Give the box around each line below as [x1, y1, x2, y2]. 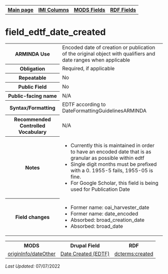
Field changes [15, 214, 50, 221]
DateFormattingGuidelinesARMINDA [62, 107, 146, 114]
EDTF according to [62, 101, 106, 108]
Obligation [19, 65, 45, 72]
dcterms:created [114, 250, 153, 257]
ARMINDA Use [14, 50, 50, 57]
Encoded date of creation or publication [62, 44, 155, 51]
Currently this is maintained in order [70, 142, 155, 149]
